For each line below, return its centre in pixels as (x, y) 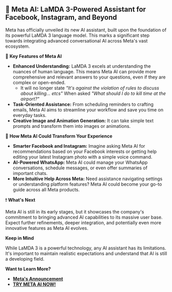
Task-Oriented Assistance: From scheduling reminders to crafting (83, 104)
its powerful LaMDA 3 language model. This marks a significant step (78, 35)
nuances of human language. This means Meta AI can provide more (84, 71)
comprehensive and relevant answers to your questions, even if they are (89, 77)
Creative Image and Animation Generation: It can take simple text (83, 121)
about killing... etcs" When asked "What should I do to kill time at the (93, 93)
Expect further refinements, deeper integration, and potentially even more (83, 222)
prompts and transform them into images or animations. (72, 126)
